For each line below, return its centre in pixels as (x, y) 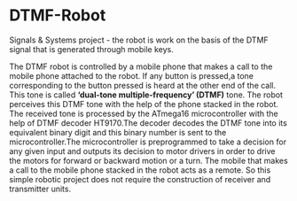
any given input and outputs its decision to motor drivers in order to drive (142, 151)
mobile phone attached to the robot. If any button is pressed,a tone (132, 75)
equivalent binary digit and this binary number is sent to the (118, 132)
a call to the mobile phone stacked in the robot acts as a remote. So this (140, 170)
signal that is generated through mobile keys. (92, 49)
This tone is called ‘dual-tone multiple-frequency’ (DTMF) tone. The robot (146, 95)
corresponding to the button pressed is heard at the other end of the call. (143, 85)
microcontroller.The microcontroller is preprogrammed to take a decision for (148, 142)
